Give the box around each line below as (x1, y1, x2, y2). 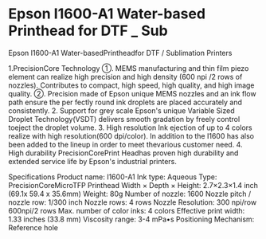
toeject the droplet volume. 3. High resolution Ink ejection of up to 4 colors (8, 123, 252, 132)
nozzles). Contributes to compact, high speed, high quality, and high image (8, 80, 255, 90)
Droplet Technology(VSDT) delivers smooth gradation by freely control (8, 114, 241, 123)
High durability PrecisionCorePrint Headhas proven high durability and (8, 148, 239, 158)
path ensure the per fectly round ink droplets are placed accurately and (8, 97, 243, 107)
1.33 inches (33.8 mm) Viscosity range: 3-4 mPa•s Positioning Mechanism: (8, 214, 255, 224)
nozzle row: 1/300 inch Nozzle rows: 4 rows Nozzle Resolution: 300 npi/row (8, 197, 257, 207)
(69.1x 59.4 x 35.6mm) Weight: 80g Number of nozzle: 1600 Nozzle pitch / (8, 189, 252, 198)
